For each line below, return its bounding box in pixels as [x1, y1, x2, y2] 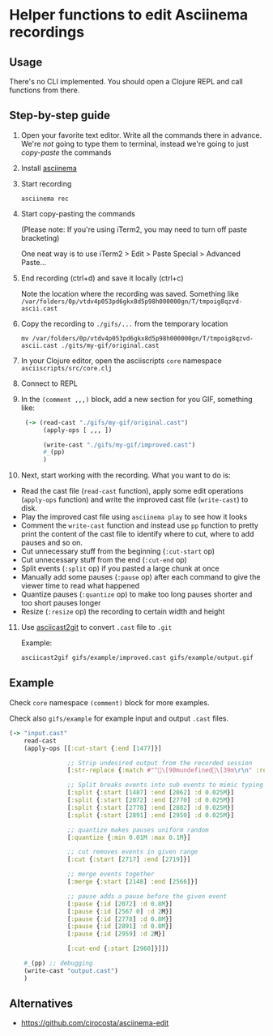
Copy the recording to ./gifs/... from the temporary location [20, 319, 228, 328]
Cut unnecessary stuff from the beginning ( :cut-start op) [20, 546, 215, 556]
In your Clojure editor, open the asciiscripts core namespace [20, 355, 222, 366]
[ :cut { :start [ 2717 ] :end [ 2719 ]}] [66, 855, 191, 864]
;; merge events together [66, 870, 155, 879]
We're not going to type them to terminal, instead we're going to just [20, 139, 250, 148]
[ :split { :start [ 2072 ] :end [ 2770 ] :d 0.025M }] [66, 796, 234, 804]
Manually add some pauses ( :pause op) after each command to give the [20, 572, 261, 582]
